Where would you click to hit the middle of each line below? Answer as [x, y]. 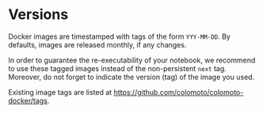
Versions [38, 15]
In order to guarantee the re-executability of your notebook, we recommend [132, 60]
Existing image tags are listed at [60, 92]
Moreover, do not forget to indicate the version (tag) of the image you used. [131, 77]
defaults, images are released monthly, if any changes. [97, 44]
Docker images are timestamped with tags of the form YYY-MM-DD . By [120, 36]
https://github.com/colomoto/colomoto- [179, 92]
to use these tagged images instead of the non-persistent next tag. [118, 68]
